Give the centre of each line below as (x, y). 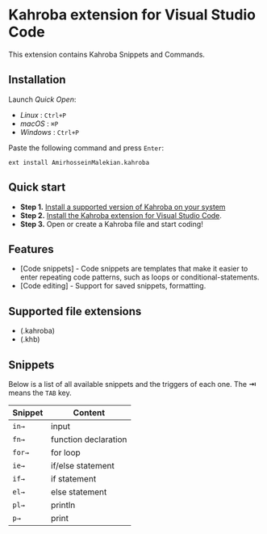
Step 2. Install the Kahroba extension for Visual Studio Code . (121, 215)
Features (31, 249)
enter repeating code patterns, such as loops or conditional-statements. (140, 277)
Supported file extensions (75, 311)
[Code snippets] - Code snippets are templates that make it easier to (134, 269)
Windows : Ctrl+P (49, 132)
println (63, 505)
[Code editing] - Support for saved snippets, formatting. (113, 286)
